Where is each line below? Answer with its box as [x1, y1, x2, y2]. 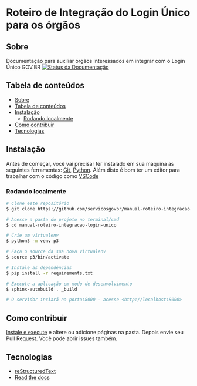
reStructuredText [14, 367, 56, 374]
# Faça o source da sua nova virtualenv [6, 249, 107, 255]
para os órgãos [6, 18, 81, 32]
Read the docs [14, 374, 50, 381]
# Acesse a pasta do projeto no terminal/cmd [6, 216, 119, 223]
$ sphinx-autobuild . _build [6, 286, 77, 292]
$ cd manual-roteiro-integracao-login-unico [6, 222, 117, 228]
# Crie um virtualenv [6, 233, 59, 239]
